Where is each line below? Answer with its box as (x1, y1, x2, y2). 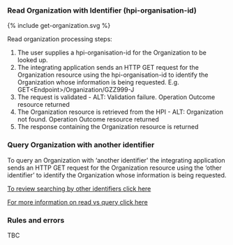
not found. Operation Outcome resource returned (17, 115, 159, 124)
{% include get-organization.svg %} (7, 22, 111, 30)
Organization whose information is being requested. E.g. (17, 78, 179, 87)
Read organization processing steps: (7, 35, 113, 43)
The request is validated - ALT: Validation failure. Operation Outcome (17, 93, 216, 101)
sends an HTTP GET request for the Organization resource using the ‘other (7, 163, 222, 172)
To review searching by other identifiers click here (7, 184, 151, 193)
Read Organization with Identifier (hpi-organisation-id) (7, 6, 197, 15)
